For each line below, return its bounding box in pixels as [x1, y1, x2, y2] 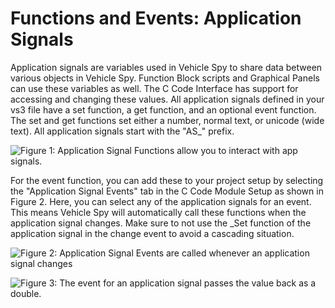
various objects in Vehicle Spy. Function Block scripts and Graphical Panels [10, 72, 320, 84]
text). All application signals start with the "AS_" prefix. [10, 125, 235, 137]
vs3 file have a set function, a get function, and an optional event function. [10, 103, 317, 116]
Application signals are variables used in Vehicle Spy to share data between [10, 61, 323, 73]
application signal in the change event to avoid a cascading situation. [10, 227, 295, 239]
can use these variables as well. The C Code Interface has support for [10, 82, 299, 94]
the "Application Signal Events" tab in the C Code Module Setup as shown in [10, 185, 324, 197]
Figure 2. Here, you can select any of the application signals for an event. [10, 195, 312, 207]
